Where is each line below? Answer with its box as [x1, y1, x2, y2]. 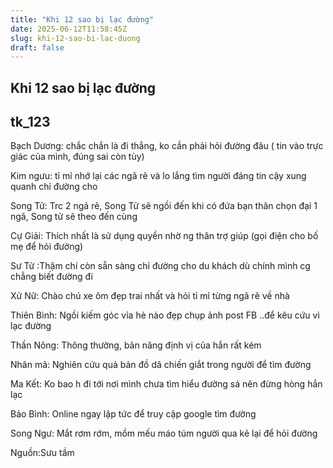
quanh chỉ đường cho [10, 181, 98, 193]
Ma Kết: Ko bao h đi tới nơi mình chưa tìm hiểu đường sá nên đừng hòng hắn [10, 378, 323, 390]
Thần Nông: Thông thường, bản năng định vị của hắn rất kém [10, 339, 262, 351]
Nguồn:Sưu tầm [10, 447, 75, 459]
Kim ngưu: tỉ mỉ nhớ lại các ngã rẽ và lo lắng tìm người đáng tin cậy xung [10, 170, 307, 182]
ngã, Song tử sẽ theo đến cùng [10, 211, 138, 223]
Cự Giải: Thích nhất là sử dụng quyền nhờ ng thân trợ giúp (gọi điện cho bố [10, 230, 319, 242]
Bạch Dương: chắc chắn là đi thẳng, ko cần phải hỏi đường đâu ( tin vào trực [10, 140, 324, 152]
